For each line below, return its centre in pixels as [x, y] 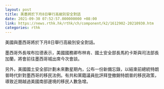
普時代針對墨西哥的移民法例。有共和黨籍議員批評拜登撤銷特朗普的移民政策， [82, 75]
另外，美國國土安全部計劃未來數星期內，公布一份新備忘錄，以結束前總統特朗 [82, 69]
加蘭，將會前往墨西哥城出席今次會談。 [43, 59]
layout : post [18, 10]
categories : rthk [23, 28]
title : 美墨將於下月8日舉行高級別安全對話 [43, 14]
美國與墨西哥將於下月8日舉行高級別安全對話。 [51, 43]
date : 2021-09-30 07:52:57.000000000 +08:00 [51, 19]
